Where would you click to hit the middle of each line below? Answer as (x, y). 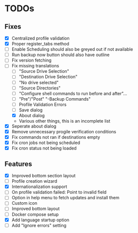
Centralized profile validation (40, 38)
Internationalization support (39, 187)
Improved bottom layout (36, 209)
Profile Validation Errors (43, 104)
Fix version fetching (31, 60)
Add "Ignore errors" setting (39, 225)
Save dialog (31, 110)
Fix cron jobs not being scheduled (46, 143)
